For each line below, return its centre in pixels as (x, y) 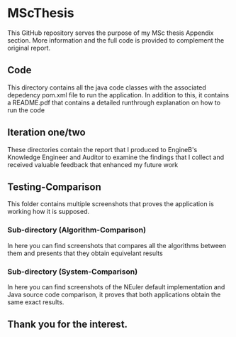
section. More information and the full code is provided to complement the (116, 40)
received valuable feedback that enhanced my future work (93, 164)
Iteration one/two (47, 133)
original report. (29, 48)
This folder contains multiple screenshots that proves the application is (111, 204)
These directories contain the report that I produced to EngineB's (102, 149)
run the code (26, 110)
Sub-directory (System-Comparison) (73, 272)
